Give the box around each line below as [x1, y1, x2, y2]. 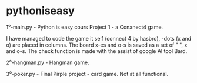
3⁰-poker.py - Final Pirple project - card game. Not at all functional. [6, 70, 169, 77]
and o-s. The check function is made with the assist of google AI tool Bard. [6, 47, 188, 54]
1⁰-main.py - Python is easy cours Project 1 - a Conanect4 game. [6, 24, 163, 31]
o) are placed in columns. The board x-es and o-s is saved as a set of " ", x [6, 41, 188, 48]
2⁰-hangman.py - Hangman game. [6, 59, 89, 66]
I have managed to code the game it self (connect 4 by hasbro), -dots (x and [6, 35, 192, 42]
